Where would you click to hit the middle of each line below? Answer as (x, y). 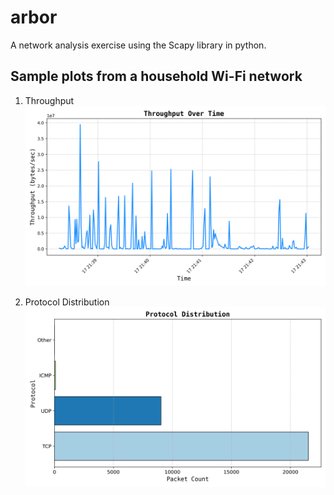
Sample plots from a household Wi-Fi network (156, 76)
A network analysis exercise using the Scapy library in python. (138, 45)
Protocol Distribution (67, 302)
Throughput (49, 100)
